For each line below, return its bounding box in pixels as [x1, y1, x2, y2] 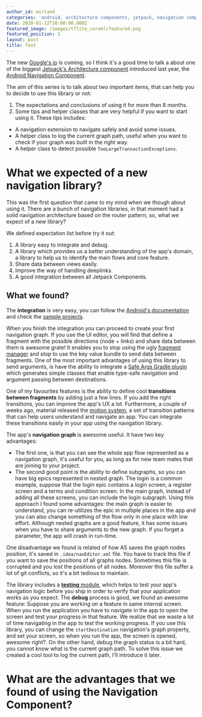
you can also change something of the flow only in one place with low [14, 512, 188, 520]
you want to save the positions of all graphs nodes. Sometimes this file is [6, 556, 187, 564]
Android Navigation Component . [6, 72, 86, 79]
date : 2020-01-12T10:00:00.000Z [6, 20, 87, 26]
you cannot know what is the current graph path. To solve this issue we [6, 645, 183, 652]
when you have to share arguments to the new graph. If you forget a [14, 526, 184, 533]
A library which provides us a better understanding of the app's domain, [14, 247, 194, 254]
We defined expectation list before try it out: [6, 229, 115, 236]
